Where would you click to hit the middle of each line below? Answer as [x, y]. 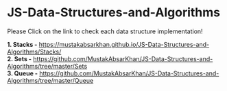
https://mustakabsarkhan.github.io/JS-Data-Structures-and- [124, 44]
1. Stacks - [22, 44]
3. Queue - [23, 73]
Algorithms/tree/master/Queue [50, 80]
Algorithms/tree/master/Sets [47, 66]
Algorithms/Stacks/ [34, 52]
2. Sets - [20, 58]
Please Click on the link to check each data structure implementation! [105, 31]
